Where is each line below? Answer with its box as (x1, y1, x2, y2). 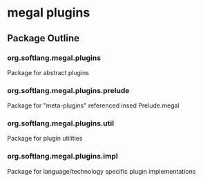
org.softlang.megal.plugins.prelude (7, 85, 130, 95)
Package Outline (7, 32, 79, 44)
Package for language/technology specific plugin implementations (7, 167, 196, 175)
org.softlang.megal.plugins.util (7, 119, 115, 128)
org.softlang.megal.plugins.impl (7, 152, 119, 161)
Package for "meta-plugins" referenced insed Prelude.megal (7, 101, 180, 110)
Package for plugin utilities (7, 134, 83, 143)
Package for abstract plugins (7, 68, 90, 77)
